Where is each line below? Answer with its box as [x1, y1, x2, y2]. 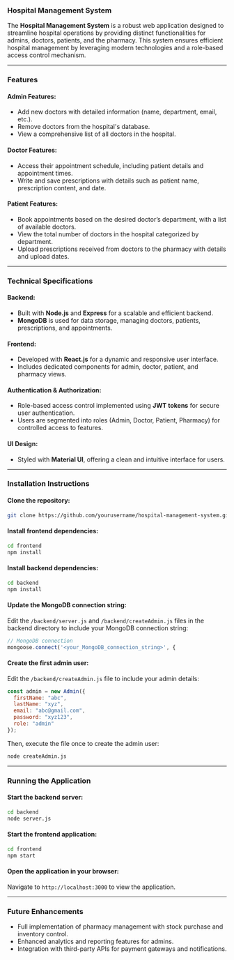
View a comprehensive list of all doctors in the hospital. [17, 130, 176, 138]
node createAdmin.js [7, 752, 68, 760]
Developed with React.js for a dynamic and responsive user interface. [17, 355, 219, 364]
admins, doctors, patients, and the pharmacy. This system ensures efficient [7, 36, 224, 45]
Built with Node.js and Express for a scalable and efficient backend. [17, 309, 214, 317]
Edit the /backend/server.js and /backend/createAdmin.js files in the [7, 616, 204, 625]
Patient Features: [7, 199, 58, 208]
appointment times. [17, 169, 73, 177]
